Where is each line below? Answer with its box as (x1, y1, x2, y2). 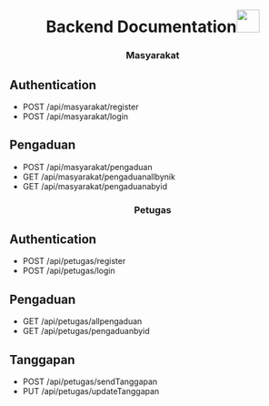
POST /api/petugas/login (22, 265, 115, 277)
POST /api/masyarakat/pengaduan (22, 161, 153, 172)
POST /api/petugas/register (22, 256, 126, 267)
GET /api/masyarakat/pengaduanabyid (22, 180, 168, 191)
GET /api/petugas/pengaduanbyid (22, 326, 150, 337)
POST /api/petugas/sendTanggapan (22, 376, 158, 387)
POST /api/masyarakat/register (22, 101, 139, 112)
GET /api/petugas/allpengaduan (22, 316, 143, 327)
